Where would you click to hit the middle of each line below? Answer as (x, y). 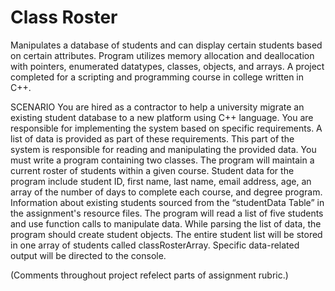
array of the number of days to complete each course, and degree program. (166, 192)
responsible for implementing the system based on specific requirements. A (166, 128)
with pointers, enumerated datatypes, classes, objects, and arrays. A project (167, 66)
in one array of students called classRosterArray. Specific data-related (155, 245)
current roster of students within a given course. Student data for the (152, 170)
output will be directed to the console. (88, 255)
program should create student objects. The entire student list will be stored (166, 234)
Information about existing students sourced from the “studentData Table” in (167, 202)
